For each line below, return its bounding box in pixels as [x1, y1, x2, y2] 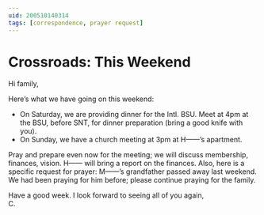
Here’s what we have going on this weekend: [8, 94, 155, 104]
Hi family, [8, 79, 39, 89]
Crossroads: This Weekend [8, 53, 192, 71]
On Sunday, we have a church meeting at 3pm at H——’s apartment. [19, 135, 243, 145]
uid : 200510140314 [8, 11, 69, 20]
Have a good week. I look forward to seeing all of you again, [8, 190, 205, 200]
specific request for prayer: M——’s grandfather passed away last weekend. [8, 167, 258, 176]
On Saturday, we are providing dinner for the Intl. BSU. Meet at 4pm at [19, 110, 249, 119]
